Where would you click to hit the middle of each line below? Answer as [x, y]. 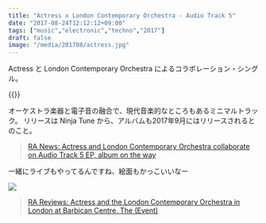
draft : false [30, 38]
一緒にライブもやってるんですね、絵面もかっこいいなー [98, 171]
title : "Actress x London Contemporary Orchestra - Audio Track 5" [122, 15]
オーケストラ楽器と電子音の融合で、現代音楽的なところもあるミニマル [123, 111]
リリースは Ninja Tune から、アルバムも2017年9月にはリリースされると [139, 121]
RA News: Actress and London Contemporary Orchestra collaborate [139, 147]
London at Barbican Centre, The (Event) [93, 210]
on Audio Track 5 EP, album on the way [92, 155]
